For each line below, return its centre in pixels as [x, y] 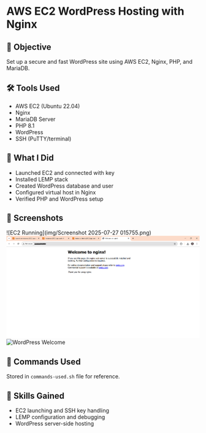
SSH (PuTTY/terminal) [43, 139]
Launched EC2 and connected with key [65, 172]
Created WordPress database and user [64, 186]
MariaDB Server [35, 119]
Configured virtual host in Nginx [55, 192]
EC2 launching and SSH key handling [62, 411]
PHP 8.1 [25, 125]
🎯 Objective [29, 47]
